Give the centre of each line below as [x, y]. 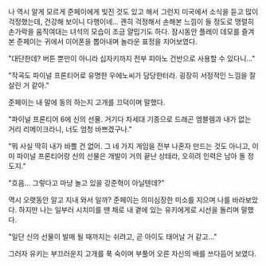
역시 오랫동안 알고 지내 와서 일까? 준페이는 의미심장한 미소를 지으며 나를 [119, 200]
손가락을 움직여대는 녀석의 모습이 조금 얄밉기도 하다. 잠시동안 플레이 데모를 [124, 31]
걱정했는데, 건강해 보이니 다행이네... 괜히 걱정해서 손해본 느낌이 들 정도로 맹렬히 [131, 22]
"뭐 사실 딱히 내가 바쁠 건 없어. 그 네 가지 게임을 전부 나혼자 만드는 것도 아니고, [129, 146]
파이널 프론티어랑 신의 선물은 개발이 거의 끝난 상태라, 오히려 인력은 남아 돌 [131, 156]
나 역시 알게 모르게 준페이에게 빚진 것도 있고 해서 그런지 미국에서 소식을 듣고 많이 [133, 12]
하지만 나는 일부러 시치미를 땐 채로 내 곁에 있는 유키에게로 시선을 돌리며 [129, 210]
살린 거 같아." [29, 85]
